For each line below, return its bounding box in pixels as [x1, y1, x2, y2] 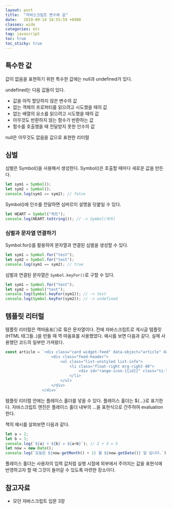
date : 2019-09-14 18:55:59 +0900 [5, 17, 81, 22]
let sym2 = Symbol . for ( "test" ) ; [5, 257, 74, 262]
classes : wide [5, 22, 36, 27]
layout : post [5, 7, 33, 13]
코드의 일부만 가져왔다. [18, 339, 64, 345]
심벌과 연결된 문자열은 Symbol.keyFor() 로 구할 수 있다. [5, 271, 115, 278]
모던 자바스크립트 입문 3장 [12, 498, 65, 504]
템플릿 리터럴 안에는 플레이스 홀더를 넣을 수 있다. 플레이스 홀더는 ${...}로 [5, 397, 149, 403]
